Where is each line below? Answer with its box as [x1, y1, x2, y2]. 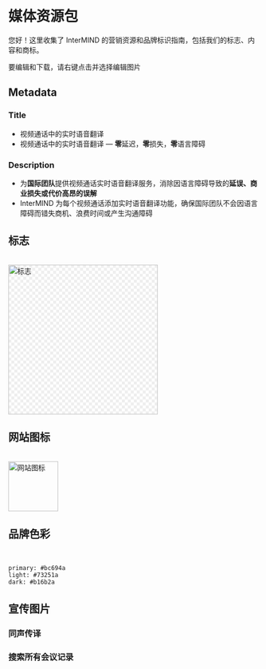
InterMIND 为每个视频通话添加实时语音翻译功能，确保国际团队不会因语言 [19, 198, 258, 208]
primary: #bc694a [8, 564, 66, 572]
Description [8, 159, 55, 170]
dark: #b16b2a [8, 578, 56, 587]
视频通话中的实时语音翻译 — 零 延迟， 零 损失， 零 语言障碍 [19, 139, 205, 148]
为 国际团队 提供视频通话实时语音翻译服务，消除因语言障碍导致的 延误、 [19, 178, 251, 188]
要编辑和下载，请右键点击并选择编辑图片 [8, 61, 141, 72]
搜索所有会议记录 [8, 651, 74, 663]
